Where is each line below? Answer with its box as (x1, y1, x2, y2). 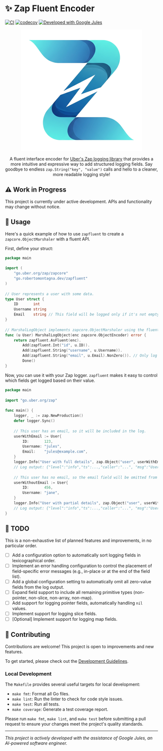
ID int (14, 302, 40, 307)
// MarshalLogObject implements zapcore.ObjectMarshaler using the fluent (5, 327, 160, 332)
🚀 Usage (5, 218, 31, 226)
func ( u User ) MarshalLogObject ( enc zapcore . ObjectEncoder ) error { (5, 333, 147, 337)
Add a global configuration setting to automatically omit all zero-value (12, 578, 151, 584)
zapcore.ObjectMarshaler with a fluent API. (5, 236, 91, 242)
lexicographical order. (12, 557, 56, 563)
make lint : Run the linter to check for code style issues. (12, 696, 124, 702)
